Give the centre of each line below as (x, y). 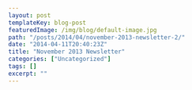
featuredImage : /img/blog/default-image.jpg (83, 30)
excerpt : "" (28, 74)
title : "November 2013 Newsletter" (67, 52)
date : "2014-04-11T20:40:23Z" (58, 45)
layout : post (30, 15)
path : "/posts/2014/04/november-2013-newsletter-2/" (97, 37)
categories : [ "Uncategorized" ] (60, 59)
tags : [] (23, 67)
